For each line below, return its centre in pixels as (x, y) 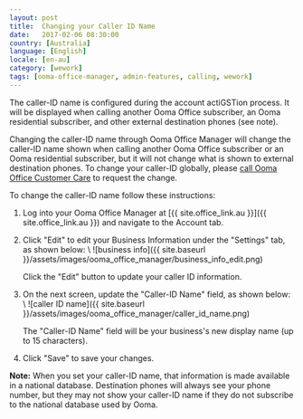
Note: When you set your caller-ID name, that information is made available (150, 376)
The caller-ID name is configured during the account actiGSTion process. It (149, 102)
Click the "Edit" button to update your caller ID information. (132, 276)
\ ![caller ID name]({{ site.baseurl (83, 303)
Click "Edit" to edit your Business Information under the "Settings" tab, (154, 240)
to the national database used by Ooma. (84, 405)
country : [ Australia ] (50, 43)
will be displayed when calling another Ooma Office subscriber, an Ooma (145, 112)
